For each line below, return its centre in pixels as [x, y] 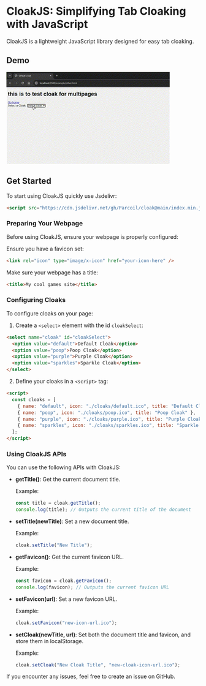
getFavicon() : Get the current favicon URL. [69, 557]
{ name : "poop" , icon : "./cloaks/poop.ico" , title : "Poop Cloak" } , [107, 413]
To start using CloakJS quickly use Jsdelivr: [62, 196]
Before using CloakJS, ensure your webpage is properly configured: [93, 236]
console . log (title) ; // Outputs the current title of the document [103, 510]
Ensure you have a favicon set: [45, 249]
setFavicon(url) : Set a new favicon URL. [66, 599]
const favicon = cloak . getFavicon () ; [63, 581]
